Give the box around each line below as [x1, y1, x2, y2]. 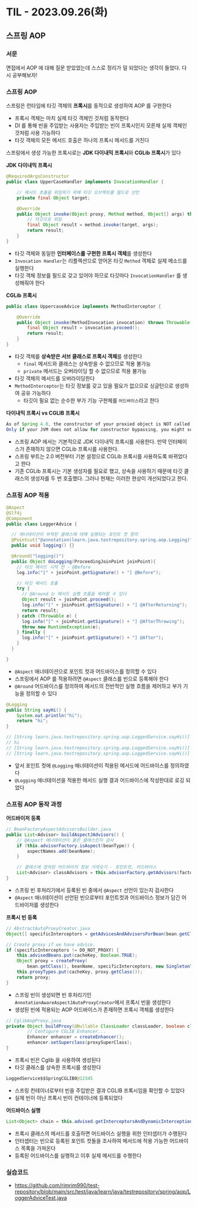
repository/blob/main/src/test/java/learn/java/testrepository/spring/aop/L [14, 1188, 191, 1195]
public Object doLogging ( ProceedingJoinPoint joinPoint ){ [11, 558, 157, 565]
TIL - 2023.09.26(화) [6, 5, 108, 19]
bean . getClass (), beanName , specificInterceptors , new [27, 963, 164, 969]
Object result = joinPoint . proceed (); [21, 596, 117, 603]
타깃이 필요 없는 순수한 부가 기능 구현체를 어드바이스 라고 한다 [23, 396, 159, 404]
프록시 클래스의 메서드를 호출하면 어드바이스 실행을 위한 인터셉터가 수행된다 [14, 1130, 188, 1137]
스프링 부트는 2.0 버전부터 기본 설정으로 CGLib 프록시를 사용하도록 [14, 452, 167, 459]
